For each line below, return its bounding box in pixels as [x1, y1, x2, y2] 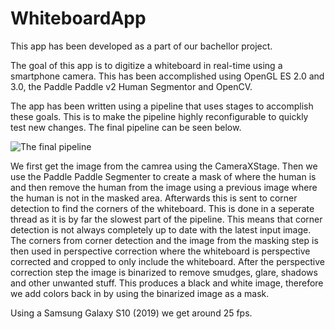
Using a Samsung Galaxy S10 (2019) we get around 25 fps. [10, 307, 253, 319]
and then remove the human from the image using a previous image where [10, 181, 318, 193]
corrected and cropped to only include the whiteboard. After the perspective [10, 255, 326, 267]
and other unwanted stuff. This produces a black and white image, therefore [10, 277, 324, 289]
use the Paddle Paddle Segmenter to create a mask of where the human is [10, 170, 317, 182]
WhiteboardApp [10, 7, 147, 30]
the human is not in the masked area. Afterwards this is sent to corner [10, 192, 298, 204]
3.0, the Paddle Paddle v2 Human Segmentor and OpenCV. [10, 80, 253, 92]
